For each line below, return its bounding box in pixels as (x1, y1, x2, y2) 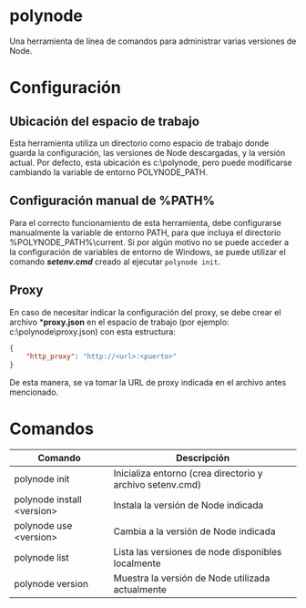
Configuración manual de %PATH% (9, 193, 216, 209)
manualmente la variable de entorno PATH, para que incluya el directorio (9, 227, 281, 238)
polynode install (14, 493, 82, 506)
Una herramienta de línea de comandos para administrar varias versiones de (9, 36, 297, 46)
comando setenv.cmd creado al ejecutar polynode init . (9, 256, 220, 267)
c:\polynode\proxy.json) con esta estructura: (9, 325, 176, 337)
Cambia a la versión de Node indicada (113, 525, 276, 538)
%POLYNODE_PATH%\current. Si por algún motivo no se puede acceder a (9, 236, 290, 247)
